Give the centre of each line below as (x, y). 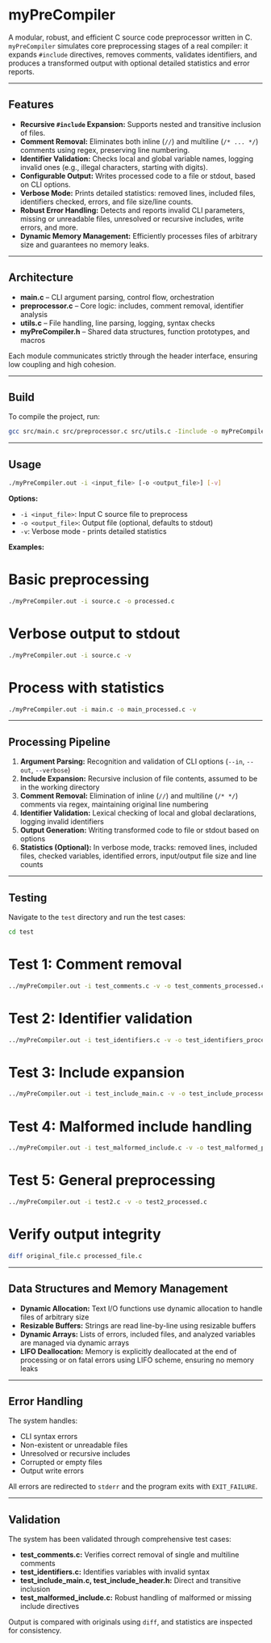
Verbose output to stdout (94, 633)
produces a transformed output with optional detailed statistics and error (129, 63)
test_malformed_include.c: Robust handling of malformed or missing (136, 1598)
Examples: (26, 547)
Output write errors (52, 1471)
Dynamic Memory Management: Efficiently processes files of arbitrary (139, 235)
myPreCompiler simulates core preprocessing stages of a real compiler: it (128, 45)
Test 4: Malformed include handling (130, 1126)
